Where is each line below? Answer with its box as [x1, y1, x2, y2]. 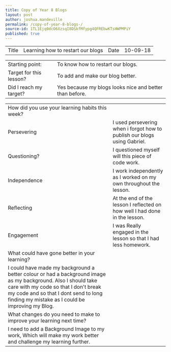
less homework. [112, 241, 151, 248]
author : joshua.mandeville [5, 17, 63, 22]
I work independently [112, 167, 163, 174]
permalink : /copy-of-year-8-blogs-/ [5, 21, 83, 27]
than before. [56, 90, 87, 97]
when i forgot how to [112, 125, 162, 132]
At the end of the [112, 195, 153, 202]
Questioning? [8, 153, 40, 160]
